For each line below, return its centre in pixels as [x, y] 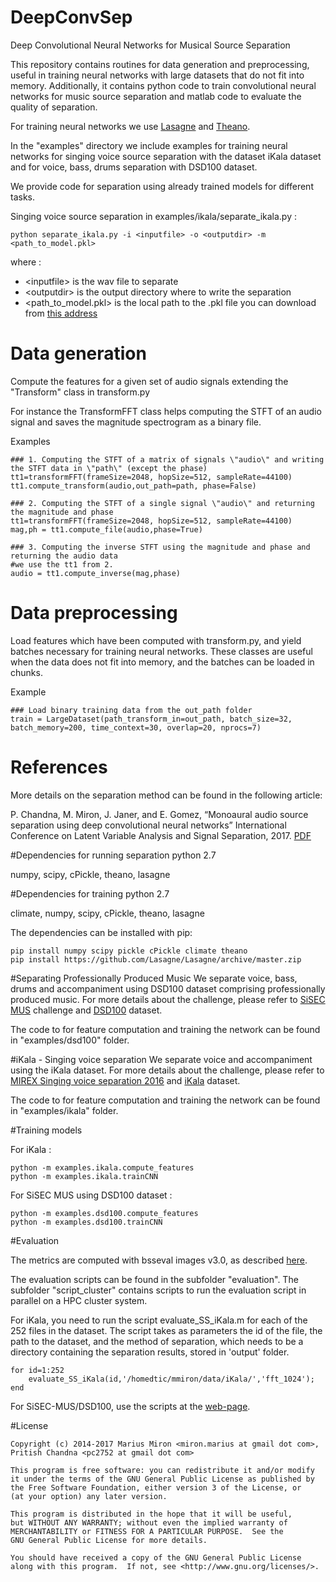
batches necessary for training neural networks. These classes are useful [161, 651]
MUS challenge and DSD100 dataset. [86, 1010]
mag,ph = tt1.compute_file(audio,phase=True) [106, 529]
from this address [61, 313]
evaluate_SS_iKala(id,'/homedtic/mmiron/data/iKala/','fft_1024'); [171, 1379]
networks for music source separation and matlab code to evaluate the [156, 96]
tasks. [23, 197]
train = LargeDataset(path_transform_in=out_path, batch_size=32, [151, 719]
